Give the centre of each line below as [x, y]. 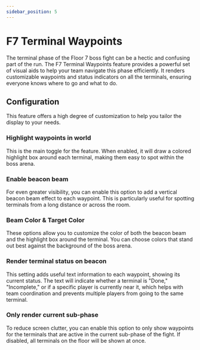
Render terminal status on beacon [56, 261]
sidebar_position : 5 [32, 12]
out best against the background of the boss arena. [69, 246]
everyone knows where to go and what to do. [62, 83]
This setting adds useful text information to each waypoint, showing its [93, 274]
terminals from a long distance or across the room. [68, 205]
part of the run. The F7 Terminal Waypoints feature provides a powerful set [98, 64]
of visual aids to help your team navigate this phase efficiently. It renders [96, 70]
